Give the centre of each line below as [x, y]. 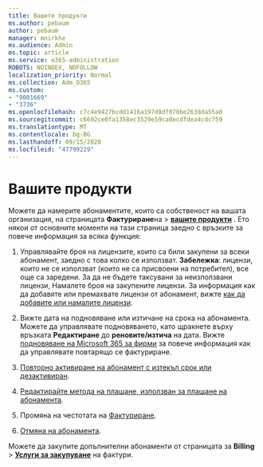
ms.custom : [26, 90]
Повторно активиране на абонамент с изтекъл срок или [116, 367]
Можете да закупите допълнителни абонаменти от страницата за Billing [131, 446]
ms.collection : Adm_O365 [49, 82]
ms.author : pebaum [39, 23]
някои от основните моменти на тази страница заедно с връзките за [126, 228]
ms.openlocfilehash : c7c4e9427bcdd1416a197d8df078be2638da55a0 [116, 113]
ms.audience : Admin [41, 46]
